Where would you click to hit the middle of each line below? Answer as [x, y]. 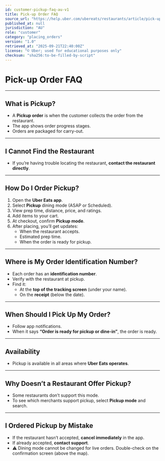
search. [20, 406]
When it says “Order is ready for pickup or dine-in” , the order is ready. [84, 331]
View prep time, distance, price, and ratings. [57, 210]
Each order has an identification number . [55, 273]
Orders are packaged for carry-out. [48, 131]
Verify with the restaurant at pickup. [48, 279]
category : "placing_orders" [34, 37]
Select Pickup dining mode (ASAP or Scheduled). [62, 205]
